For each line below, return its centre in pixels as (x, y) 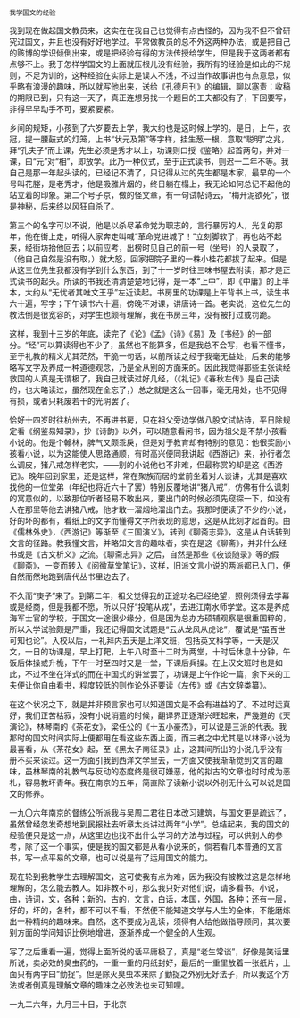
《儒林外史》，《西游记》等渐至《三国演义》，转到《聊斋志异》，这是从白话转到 (150, 532)
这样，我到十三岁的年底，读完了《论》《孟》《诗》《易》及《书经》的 (133, 334)
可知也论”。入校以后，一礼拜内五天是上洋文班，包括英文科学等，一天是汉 (144, 640)
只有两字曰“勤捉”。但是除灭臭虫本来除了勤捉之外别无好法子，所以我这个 (150, 974)
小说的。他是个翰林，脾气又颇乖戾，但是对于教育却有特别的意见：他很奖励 (146, 442)
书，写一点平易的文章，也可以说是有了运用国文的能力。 (111, 857)
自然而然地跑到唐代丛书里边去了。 (72, 577)
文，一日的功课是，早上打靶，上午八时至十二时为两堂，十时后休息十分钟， (146, 651)
